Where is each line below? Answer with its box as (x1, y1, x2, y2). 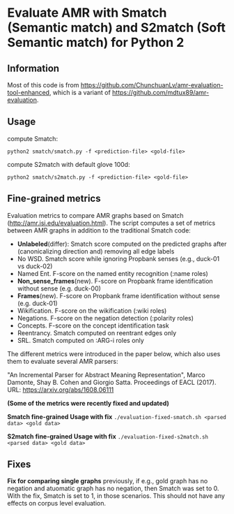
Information (7, 62, 60, 74)
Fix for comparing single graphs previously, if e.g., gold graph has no (7, 477, 208, 485)
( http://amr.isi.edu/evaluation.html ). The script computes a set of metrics (7, 219, 216, 227)
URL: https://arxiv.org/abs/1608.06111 (7, 385, 114, 394)
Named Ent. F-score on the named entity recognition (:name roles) (17, 269, 209, 277)
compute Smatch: (7, 134, 58, 142)
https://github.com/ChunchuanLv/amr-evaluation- (80, 81, 224, 89)
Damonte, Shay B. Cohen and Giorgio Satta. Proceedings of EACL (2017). (7, 378, 217, 386)
